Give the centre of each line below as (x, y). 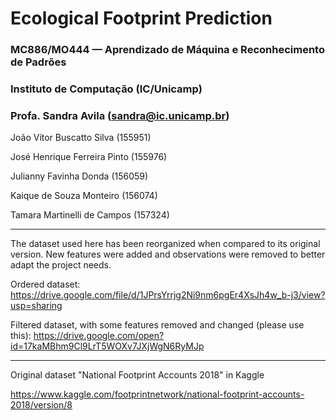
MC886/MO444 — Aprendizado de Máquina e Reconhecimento (167, 50)
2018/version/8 (41, 405)
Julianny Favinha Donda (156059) (79, 176)
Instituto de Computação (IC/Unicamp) (106, 89)
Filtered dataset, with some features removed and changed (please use (157, 325)
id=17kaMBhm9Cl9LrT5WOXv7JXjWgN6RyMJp (107, 346)
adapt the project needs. (61, 265)
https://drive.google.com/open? (99, 336)
